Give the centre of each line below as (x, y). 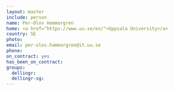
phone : (14, 51)
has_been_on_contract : (35, 62)
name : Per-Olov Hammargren (40, 23)
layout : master (25, 12)
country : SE (21, 34)
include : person (26, 17)
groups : (16, 67)
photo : (14, 40)
